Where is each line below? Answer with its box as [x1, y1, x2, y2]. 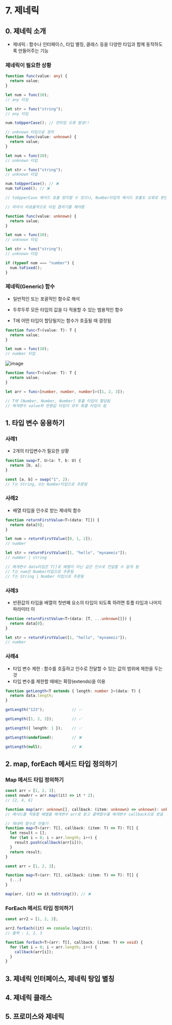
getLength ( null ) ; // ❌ [5, 744, 82, 749]
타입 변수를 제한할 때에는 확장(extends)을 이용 [12, 678, 106, 684]
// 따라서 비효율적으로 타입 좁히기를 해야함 [5, 204, 85, 210]
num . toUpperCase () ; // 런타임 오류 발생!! [5, 120, 90, 125]
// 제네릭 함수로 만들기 [5, 821, 49, 826]
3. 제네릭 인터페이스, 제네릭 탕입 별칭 [5, 974, 115, 983]
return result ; [10, 849, 42, 854]
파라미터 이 [12, 605, 35, 612]
